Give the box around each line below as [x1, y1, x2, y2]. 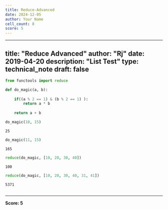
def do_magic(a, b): [5, 87, 48, 92]
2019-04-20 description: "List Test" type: [5, 57, 139, 66]
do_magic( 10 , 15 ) [5, 120, 41, 125]
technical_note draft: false [5, 65, 89, 73]
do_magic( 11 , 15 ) [5, 137, 41, 142]
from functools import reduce [5, 78, 68, 83]
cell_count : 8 [5, 21, 35, 27]
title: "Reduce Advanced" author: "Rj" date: [5, 49, 145, 58]
